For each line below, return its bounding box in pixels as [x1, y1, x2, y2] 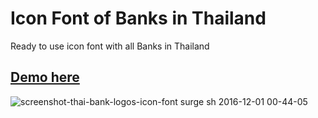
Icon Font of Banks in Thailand [10, 7, 267, 30]
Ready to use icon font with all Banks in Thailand [10, 40, 210, 52]
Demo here [10, 69, 80, 86]
